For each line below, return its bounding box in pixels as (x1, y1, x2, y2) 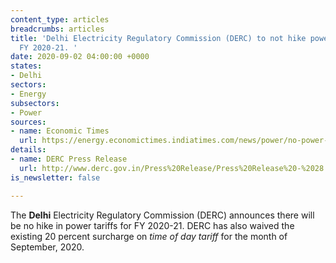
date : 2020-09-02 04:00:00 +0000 (10, 52, 150, 62)
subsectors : (10, 98, 60, 108)
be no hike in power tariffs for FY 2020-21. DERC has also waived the (10, 219, 295, 231)
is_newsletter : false (10, 172, 101, 183)
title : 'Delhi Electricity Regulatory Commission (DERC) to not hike (10, 33, 307, 43)
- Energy (10, 89, 47, 99)
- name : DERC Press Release (10, 154, 128, 164)
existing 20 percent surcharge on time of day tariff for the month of (10, 230, 288, 242)
